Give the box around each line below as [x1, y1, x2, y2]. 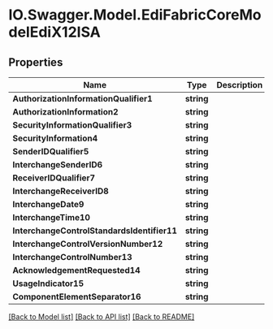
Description [216, 80, 263, 90]
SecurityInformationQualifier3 [12, 119, 132, 131]
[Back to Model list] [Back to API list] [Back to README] [8, 312, 195, 322]
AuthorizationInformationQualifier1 [12, 93, 153, 104]
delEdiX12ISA [8, 23, 102, 41]
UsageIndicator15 [12, 278, 84, 289]
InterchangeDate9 [12, 199, 84, 210]
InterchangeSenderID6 [12, 159, 103, 170]
